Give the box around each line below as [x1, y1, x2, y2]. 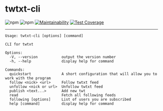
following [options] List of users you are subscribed [9, 97, 131, 102]
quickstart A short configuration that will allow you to [9, 71, 158, 76]
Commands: [5, 67, 25, 72]
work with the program [5, 76, 51, 80]
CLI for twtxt [5, 42, 34, 47]
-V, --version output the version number [9, 54, 116, 59]
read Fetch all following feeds [9, 93, 116, 97]
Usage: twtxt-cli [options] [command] [5, 33, 83, 38]
